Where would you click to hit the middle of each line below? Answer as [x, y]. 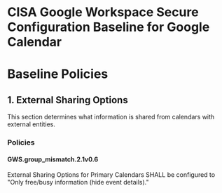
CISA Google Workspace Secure [103, 12]
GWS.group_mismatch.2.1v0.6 [53, 159]
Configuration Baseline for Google [109, 27]
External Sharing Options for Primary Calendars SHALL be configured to [111, 175]
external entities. [32, 124]
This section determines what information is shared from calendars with [111, 117]
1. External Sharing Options [68, 100]
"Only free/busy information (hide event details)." [78, 182]
